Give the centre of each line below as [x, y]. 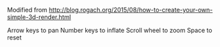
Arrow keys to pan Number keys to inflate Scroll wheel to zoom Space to [110, 30]
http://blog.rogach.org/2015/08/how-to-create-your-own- [131, 10]
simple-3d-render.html [39, 17]
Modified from [27, 10]
